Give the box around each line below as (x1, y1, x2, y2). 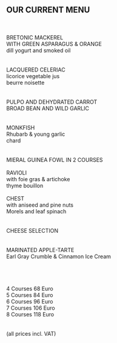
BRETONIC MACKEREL (6, 33, 64, 41)
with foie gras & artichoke (6, 175, 70, 182)
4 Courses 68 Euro (6, 285, 53, 292)
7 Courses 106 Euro (6, 304, 56, 311)
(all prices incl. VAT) (6, 330, 56, 337)
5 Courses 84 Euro (6, 291, 53, 299)
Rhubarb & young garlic (6, 130, 65, 138)
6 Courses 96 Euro (6, 298, 53, 305)
